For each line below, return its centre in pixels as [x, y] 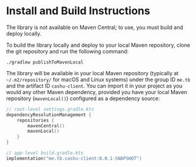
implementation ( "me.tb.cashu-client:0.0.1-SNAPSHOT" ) [74, 158]
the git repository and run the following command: [67, 51]
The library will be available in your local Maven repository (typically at [92, 73]
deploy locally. [24, 33]
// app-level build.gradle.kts [45, 153]
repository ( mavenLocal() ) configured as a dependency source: [83, 98]
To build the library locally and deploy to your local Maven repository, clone [98, 45]
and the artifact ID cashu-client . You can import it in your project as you [94, 86]
